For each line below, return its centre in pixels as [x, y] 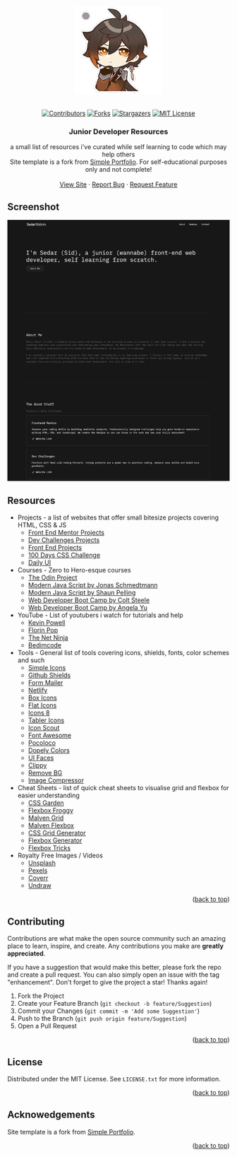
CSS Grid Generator [57, 833]
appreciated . [26, 953]
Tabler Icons [46, 720]
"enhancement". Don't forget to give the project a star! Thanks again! [108, 982]
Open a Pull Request [47, 1026]
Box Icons [43, 698]
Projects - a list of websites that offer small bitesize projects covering [118, 517]
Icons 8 [39, 713]
